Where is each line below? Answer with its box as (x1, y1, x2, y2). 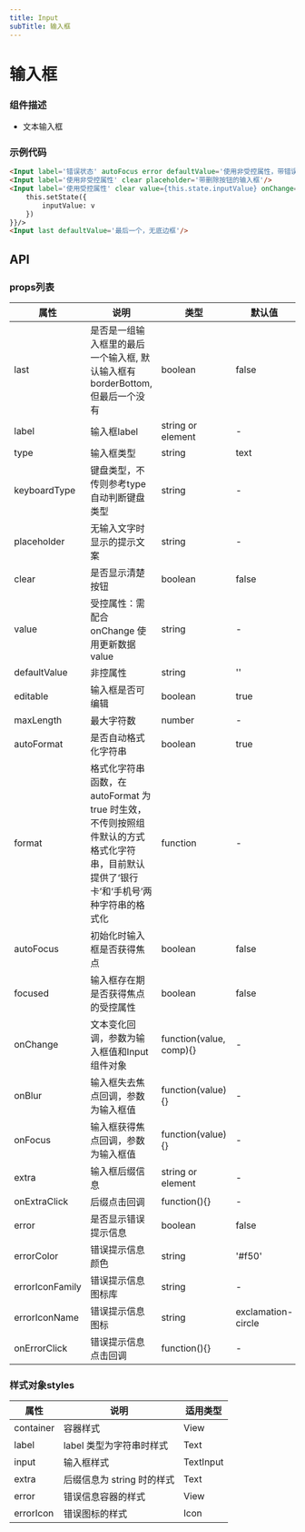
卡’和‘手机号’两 (90, 885, 152, 898)
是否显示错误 (90, 1212, 145, 1225)
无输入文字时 (90, 522, 145, 534)
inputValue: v (42, 201, 95, 210)
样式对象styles (9, 1378, 75, 1391)
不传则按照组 (90, 817, 145, 829)
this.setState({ (25, 192, 88, 201)
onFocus (14, 1133, 52, 1146)
